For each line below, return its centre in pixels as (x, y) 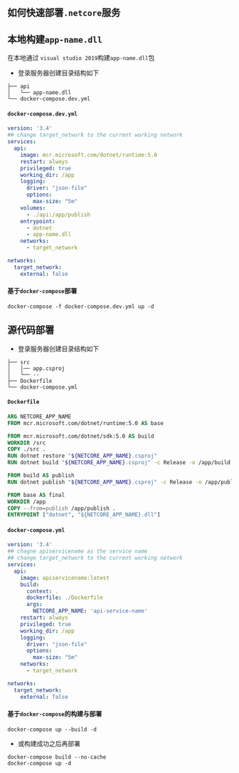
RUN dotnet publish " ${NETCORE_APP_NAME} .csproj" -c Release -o (105, 482)
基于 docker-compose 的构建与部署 (55, 714)
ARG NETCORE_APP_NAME (39, 416)
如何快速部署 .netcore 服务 (64, 13)
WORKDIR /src (27, 443)
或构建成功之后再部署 (49, 743)
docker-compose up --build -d (52, 730)
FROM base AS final (36, 495)
